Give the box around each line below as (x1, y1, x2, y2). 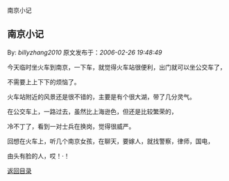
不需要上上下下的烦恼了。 (7, 77, 80, 86)
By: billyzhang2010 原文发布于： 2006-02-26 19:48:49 (7, 48, 162, 56)
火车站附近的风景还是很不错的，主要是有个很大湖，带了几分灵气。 (7, 93, 196, 101)
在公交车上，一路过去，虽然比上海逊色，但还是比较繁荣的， (7, 107, 178, 116)
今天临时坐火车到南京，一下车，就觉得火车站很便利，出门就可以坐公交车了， (7, 63, 226, 71)
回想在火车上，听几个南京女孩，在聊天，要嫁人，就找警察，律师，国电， (7, 136, 214, 145)
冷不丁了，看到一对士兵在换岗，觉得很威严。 (7, 122, 135, 130)
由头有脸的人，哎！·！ (7, 152, 71, 160)
